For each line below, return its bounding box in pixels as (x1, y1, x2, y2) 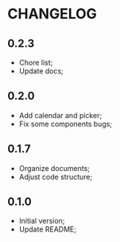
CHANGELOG (7, 5, 97, 23)
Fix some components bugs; (18, 119, 113, 129)
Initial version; (18, 216, 65, 226)
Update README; (18, 224, 77, 234)
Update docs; (18, 66, 64, 76)
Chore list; (18, 58, 53, 67)
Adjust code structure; (18, 172, 93, 181)
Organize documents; (18, 163, 91, 173)
